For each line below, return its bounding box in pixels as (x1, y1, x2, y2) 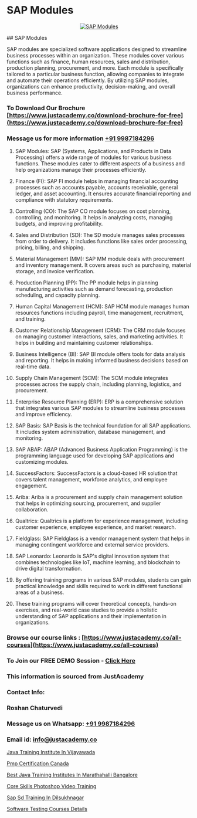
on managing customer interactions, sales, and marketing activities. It (15, 333, 184, 340)
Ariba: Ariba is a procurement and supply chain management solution (15, 494, 183, 501)
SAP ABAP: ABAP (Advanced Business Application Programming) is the (15, 446, 188, 453)
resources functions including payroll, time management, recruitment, (15, 309, 184, 317)
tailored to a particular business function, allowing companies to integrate (6, 70, 185, 77)
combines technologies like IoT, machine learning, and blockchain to (15, 559, 181, 566)
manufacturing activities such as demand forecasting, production (15, 286, 174, 293)
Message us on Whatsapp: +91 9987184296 (6, 719, 135, 728)
